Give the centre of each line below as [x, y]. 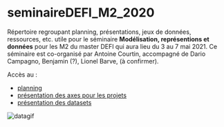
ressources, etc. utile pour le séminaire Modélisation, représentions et [108, 39]
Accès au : [22, 75]
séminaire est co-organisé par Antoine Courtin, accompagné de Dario [106, 54]
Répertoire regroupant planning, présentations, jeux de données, [99, 32]
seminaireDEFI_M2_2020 [81, 13]
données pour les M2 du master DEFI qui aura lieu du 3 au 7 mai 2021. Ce [112, 46]
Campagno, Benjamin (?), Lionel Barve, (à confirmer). [83, 61]
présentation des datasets [54, 102]
